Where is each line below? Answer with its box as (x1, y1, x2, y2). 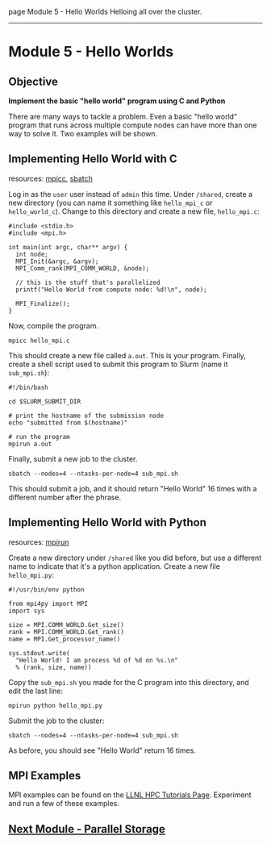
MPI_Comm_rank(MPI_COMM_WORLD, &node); (15, 264, 150, 273)
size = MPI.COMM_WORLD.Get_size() (8, 620, 125, 629)
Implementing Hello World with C (8, 153, 177, 166)
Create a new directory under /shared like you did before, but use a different (8, 553, 262, 562)
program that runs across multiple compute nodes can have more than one (8, 120, 257, 130)
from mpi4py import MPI (8, 600, 89, 608)
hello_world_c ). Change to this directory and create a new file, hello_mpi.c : (8, 206, 260, 216)
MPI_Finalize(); (15, 299, 70, 307)
